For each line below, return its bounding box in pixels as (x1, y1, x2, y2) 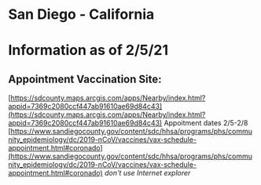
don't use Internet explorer (105, 169, 191, 178)
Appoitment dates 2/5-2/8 (164, 118, 248, 128)
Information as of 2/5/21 (8, 42, 169, 60)
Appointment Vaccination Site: (8, 72, 162, 85)
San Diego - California (8, 5, 155, 24)
